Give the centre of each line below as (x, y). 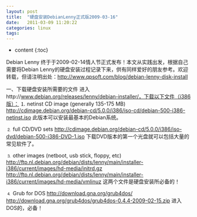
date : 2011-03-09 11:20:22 (42, 22)
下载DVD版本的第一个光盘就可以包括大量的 (137, 137)
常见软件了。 (21, 144)
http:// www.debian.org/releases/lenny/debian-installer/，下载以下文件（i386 (98, 97)
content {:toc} (31, 50)
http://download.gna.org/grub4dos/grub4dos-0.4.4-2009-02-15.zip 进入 (94, 201)
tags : (13, 33)
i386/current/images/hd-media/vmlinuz (54, 182)
